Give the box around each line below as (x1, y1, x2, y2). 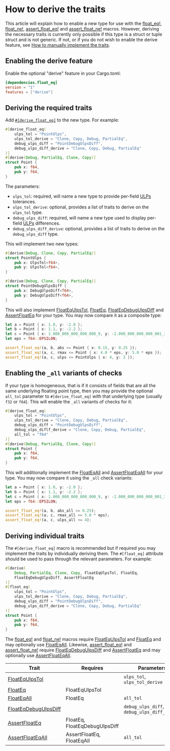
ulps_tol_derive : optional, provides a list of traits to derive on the (12, 204, 149, 210)
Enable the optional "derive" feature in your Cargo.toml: (5, 70, 121, 76)
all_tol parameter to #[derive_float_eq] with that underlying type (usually (5, 393, 162, 399)
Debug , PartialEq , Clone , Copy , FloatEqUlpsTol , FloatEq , (14, 570, 139, 575)
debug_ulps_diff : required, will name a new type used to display (12, 214, 147, 221)
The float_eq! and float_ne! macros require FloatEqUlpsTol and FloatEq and (5, 636, 161, 642)
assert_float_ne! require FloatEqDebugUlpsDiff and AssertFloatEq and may (5, 647, 161, 653)
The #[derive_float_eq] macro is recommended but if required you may (5, 545, 156, 551)
